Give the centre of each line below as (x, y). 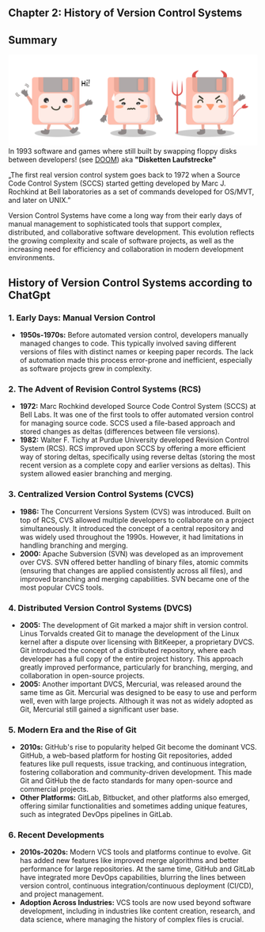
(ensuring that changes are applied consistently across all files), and (131, 571)
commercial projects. (54, 789)
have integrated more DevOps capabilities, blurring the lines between (132, 877)
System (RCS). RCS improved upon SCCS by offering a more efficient (132, 449)
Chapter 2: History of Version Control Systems (125, 13)
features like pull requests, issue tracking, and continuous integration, (133, 764)
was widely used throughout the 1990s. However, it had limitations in (131, 537)
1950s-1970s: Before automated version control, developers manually (134, 334)
